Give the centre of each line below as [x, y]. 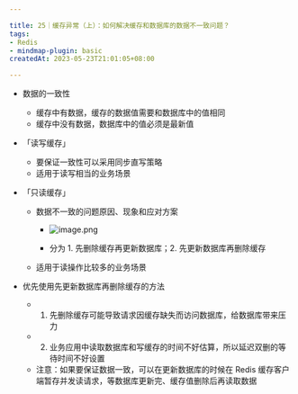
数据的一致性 [46, 94]
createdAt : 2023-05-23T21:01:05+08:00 [82, 59]
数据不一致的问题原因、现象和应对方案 [107, 211]
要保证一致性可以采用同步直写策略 [99, 162]
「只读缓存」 [46, 193]
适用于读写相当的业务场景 [83, 174]
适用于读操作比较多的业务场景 [91, 267]
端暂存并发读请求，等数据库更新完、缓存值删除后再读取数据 [146, 381]
